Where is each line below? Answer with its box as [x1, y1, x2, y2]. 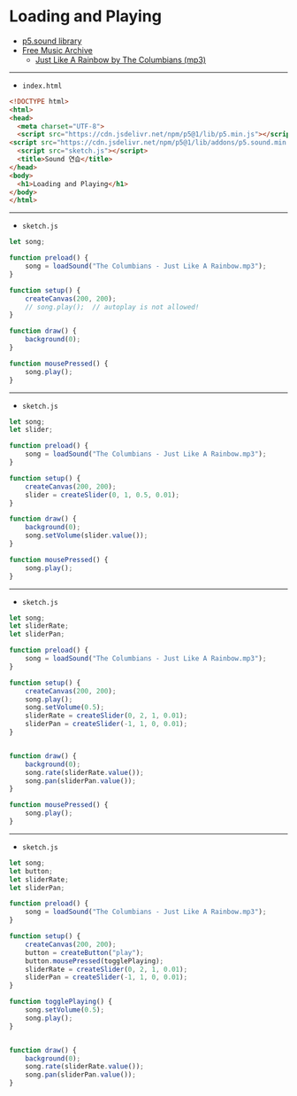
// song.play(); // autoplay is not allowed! [25, 302, 200, 311]
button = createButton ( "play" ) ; [25, 948, 144, 957]
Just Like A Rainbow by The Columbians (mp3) [34, 54, 206, 65]
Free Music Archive [21, 44, 93, 55]
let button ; [9, 866, 53, 875]
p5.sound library [21, 35, 82, 46]
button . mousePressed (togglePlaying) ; [25, 956, 164, 966]
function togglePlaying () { [9, 998, 113, 1006]
